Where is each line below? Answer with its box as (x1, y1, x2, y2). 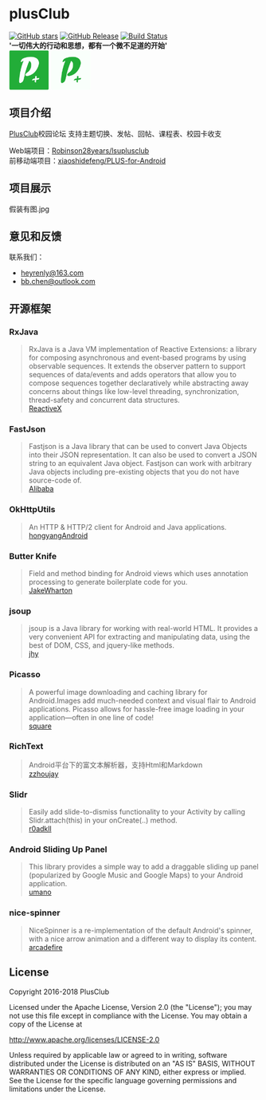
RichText (9, 741, 44, 752)
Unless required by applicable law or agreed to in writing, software (9, 1050, 228, 1059)
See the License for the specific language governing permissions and (9, 1075, 237, 1085)
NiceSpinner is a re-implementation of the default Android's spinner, (28, 925, 253, 935)
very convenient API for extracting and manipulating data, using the (28, 632, 250, 642)
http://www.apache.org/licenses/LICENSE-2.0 (9, 1035, 160, 1044)
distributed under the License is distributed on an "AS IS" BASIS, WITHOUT (9, 1059, 256, 1068)
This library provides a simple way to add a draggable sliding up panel (28, 862, 259, 872)
